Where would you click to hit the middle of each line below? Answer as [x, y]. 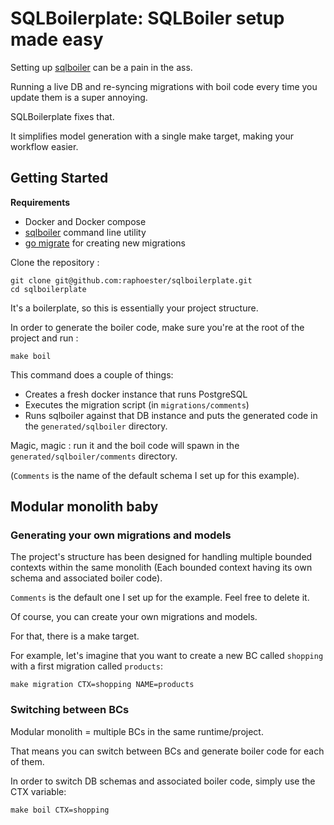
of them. [27, 761]
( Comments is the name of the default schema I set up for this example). [155, 475]
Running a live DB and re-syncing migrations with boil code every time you [164, 86]
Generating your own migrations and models [121, 535]
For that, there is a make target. [75, 636]
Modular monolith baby [84, 507]
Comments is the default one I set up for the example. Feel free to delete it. [160, 598]
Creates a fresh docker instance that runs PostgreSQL [136, 394]
